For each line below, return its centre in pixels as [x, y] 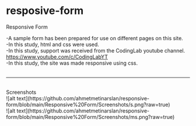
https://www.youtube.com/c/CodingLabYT [57, 57]
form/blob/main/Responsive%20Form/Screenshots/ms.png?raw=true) [90, 117]
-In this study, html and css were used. [52, 44]
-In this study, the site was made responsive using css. [72, 63]
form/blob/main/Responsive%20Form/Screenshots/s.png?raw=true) [88, 104]
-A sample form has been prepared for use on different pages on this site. [95, 38]
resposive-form [45, 11]
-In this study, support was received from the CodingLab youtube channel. [96, 50]
